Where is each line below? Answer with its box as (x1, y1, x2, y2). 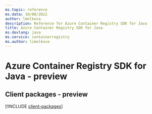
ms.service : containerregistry (5, 35, 70, 40)
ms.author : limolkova (5, 39, 50, 44)
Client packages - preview (5, 90, 88, 99)
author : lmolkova (5, 16, 41, 21)
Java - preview (5, 71, 68, 82)
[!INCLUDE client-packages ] (5, 103, 63, 109)
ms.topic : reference (5, 7, 48, 12)
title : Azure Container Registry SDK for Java (5, 26, 103, 30)
